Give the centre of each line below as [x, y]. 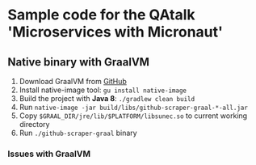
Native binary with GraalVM [79, 62]
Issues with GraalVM [49, 154]
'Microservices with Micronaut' [115, 32]
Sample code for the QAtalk [101, 15]
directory [34, 124]
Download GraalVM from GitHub [73, 81]
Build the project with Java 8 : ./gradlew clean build [107, 98]
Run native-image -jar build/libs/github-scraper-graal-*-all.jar [133, 107]
